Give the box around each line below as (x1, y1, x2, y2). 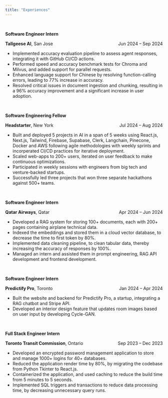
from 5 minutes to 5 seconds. (12, 376, 73, 382)
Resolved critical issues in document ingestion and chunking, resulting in (12, 82, 162, 88)
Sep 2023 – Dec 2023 (117, 340, 163, 346)
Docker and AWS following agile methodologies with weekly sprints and (12, 143, 160, 149)
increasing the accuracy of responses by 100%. (12, 245, 111, 251)
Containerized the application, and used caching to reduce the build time (12, 371, 163, 377)
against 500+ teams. (12, 180, 55, 186)
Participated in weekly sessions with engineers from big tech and (12, 164, 147, 170)
